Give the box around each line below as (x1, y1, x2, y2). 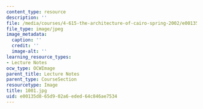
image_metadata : (6, 31, 47, 38)
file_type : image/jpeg (6, 25, 63, 32)
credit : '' (11, 43, 39, 49)
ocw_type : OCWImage (6, 65, 56, 71)
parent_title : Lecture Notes (6, 71, 80, 77)
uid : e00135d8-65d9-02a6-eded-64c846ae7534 (6, 93, 118, 99)
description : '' (6, 15, 47, 21)
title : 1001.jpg (6, 88, 47, 94)
